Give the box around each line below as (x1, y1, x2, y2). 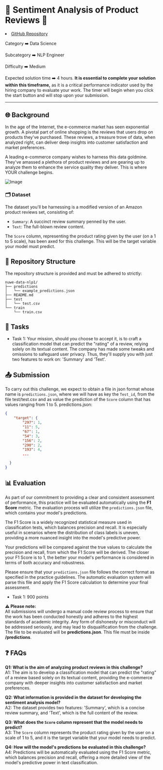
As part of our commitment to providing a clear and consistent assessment (5, 494, 154, 500)
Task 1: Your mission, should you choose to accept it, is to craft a (12, 335, 142, 341)
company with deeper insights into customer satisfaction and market (5, 680, 142, 686)
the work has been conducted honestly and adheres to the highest (5, 614, 138, 619)
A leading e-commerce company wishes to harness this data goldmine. (5, 154, 147, 160)
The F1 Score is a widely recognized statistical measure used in (5, 519, 132, 525)
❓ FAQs (5, 649, 27, 657)
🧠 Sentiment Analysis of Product (5, 4, 139, 16)
